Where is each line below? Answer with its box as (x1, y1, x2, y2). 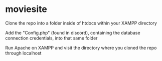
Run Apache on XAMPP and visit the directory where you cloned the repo (5, 44, 157, 50)
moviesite (5, 3, 48, 15)
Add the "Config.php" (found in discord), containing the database (5, 29, 140, 35)
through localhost (5, 50, 42, 56)
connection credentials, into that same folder (5, 35, 98, 41)
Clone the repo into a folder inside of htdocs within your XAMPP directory (5, 20, 157, 26)
